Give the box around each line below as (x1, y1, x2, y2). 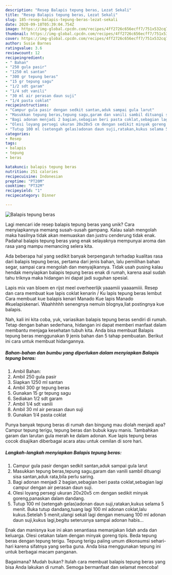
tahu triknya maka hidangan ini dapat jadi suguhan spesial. (5, 274, 129, 281)
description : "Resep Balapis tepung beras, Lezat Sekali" (5, 7, 132, 13)
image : (5, 27, 19, 32)
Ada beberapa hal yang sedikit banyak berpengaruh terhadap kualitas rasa (5, 253, 163, 259)
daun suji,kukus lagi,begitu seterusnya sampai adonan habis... (12, 517, 144, 523)
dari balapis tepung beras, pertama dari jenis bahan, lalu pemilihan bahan (5, 258, 160, 264)
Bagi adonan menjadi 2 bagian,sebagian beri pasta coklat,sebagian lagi (12, 479, 163, 485)
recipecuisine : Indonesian (5, 174, 63, 179)
